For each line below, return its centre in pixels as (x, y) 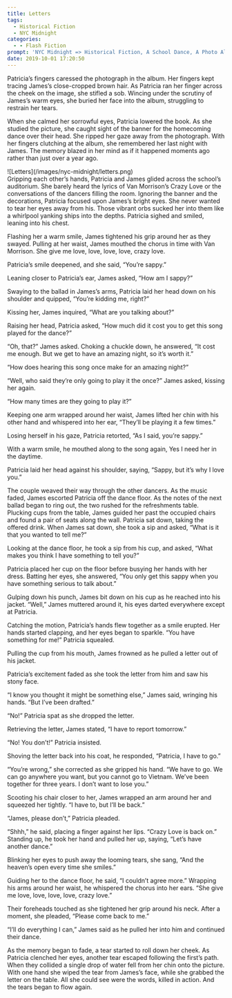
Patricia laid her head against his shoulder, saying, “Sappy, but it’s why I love (116, 470)
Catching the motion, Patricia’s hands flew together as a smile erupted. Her (114, 625)
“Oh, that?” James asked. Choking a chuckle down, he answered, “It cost (111, 346)
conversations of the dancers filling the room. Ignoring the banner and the (112, 193)
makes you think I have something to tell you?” (73, 555)
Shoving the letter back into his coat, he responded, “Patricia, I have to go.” (114, 756)
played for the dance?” (40, 332)
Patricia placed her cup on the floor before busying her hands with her (107, 569)
